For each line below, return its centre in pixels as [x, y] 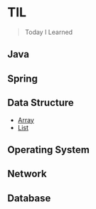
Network [27, 174]
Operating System [49, 150]
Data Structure [41, 103]
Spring [22, 79]
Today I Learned [49, 32]
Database [29, 198]
